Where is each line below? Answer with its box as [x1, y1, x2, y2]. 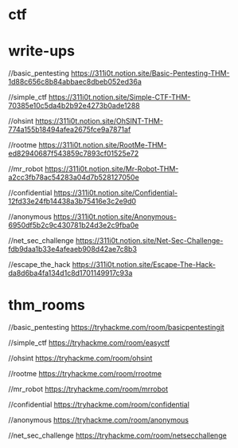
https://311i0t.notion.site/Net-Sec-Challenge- [75, 236, 224, 246]
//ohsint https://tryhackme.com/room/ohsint [8, 353, 153, 364]
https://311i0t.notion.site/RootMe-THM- [38, 140, 167, 150]
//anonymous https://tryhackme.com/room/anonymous [8, 415, 189, 425]
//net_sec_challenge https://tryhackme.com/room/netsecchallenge [8, 430, 227, 440]
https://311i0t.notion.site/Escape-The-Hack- [72, 260, 217, 269]
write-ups [8, 42, 76, 61]
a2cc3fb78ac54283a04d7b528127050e [8, 173, 139, 183]
